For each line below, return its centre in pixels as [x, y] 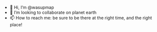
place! [16, 25]
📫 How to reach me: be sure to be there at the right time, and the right [81, 18]
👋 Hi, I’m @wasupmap [32, 7]
